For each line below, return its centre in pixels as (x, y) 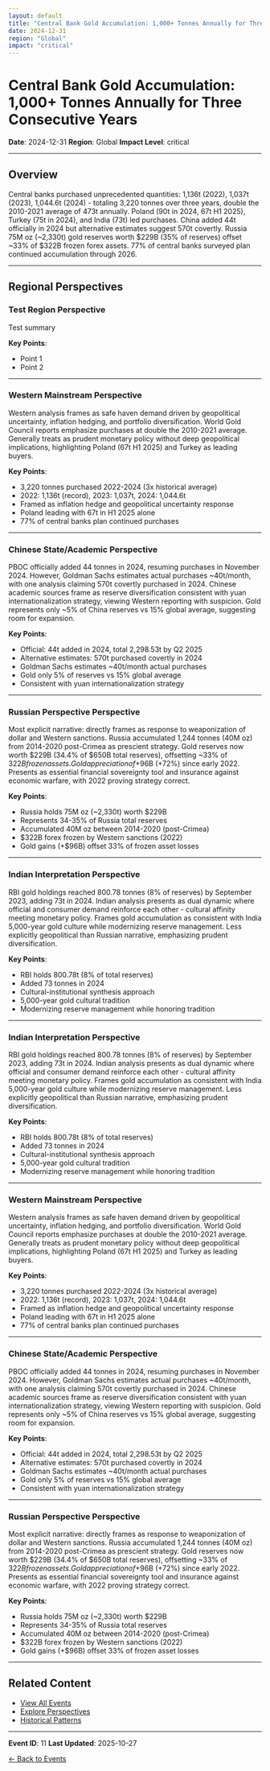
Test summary (32, 327)
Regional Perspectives (66, 287)
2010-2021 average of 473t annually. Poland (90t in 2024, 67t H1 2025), (127, 211)
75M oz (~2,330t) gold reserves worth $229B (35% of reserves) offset (125, 237)
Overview (33, 175)
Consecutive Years (73, 119)
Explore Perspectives (55, 1711)
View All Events (45, 1703)
